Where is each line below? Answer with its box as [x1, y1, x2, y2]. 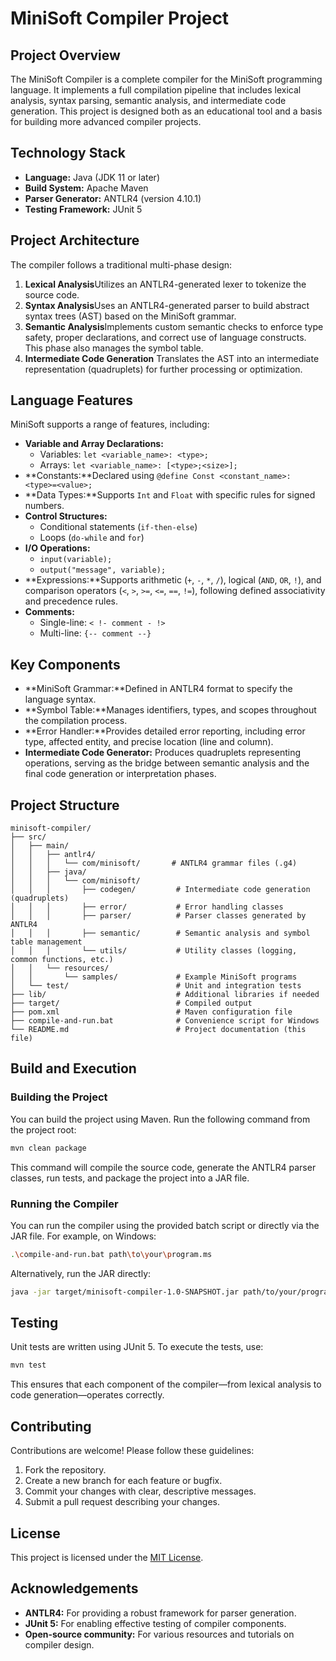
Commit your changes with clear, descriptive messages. [24, 1485, 257, 1497]
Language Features [10, 392, 134, 409]
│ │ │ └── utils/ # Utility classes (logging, [10, 946, 298, 956]
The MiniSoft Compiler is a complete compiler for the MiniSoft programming [10, 73, 323, 85]
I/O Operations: [24, 542, 91, 554]
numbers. [24, 500, 65, 512]
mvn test [10, 1360, 47, 1371]
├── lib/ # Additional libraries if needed [10, 990, 320, 1000]
